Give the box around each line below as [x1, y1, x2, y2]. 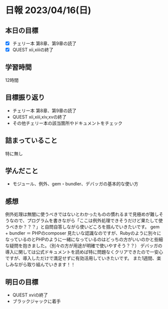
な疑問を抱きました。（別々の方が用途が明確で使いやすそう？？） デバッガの [5, 243, 162, 249]
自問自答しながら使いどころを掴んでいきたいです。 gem [44, 224, 160, 230]
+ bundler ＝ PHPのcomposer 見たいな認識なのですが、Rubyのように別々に [5, 230, 161, 236]
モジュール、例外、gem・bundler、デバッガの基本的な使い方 [12, 181, 139, 187]
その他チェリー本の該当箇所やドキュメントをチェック [12, 120, 123, 126]
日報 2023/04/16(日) [5, 5, 91, 16]
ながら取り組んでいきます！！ [14, 262, 76, 268]
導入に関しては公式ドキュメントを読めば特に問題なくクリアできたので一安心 [5, 249, 163, 255]
